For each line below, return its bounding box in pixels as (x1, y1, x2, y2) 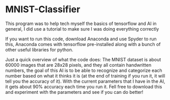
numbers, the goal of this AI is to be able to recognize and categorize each (5, 67, 162, 73)
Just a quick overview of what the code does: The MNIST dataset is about (5, 56, 161, 62)
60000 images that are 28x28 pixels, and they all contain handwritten (5, 62, 152, 68)
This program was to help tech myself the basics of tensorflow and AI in (5, 20, 157, 27)
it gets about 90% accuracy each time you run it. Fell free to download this (5, 83, 162, 90)
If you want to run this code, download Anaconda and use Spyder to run (5, 36, 157, 42)
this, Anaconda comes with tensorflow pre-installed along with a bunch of (5, 41, 161, 47)
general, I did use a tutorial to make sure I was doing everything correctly (5, 26, 159, 32)
